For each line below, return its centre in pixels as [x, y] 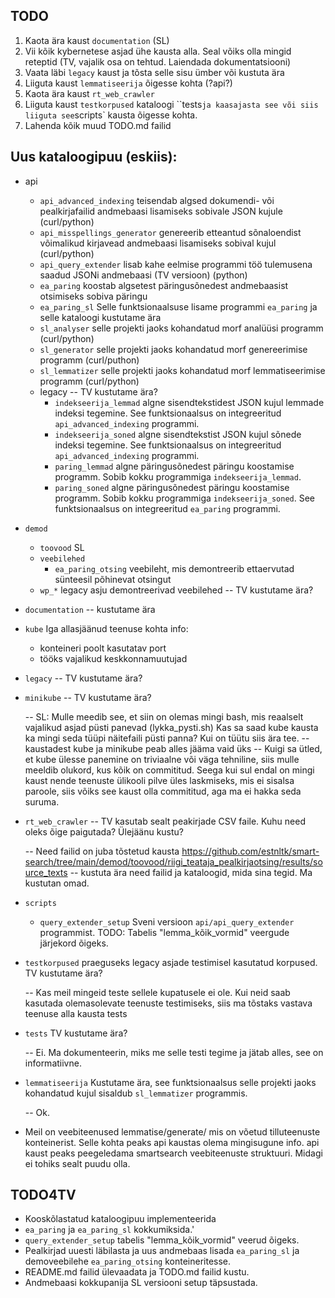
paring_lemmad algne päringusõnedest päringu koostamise [174, 466]
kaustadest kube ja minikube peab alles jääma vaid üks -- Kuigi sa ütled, [173, 748]
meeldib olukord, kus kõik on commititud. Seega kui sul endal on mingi [169, 770]
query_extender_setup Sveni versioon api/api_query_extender [167, 921]
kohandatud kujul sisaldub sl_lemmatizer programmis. [136, 1093]
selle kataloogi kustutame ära [100, 317]
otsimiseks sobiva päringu [93, 296]
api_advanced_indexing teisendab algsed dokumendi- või [157, 200]
